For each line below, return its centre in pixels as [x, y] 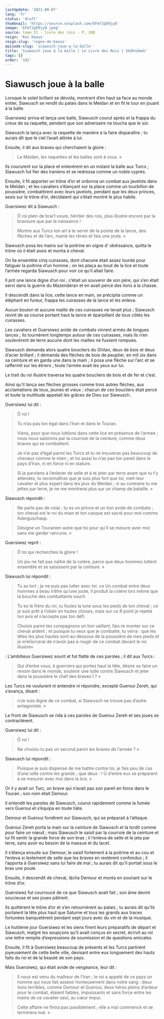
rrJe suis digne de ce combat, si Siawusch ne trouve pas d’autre [82, 701]
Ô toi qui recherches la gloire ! [47, 552]
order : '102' [18, 60]
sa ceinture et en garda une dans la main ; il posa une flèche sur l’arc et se [80, 360]
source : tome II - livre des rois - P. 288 [50, 32]
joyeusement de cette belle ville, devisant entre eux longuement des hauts [80, 953]
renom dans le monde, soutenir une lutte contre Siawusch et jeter [83, 671]
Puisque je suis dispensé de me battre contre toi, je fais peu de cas [85, 769]
